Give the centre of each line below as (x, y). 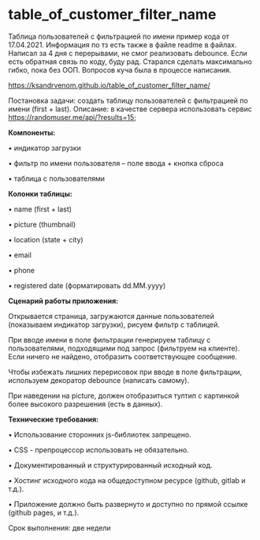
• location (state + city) (46, 239)
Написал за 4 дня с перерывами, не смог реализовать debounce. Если (128, 53)
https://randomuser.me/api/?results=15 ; (72, 117)
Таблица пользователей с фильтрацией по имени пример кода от (119, 36)
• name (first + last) (40, 209)
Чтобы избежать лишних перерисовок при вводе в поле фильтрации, (125, 372)
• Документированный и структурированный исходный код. (110, 465)
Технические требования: (54, 419)
